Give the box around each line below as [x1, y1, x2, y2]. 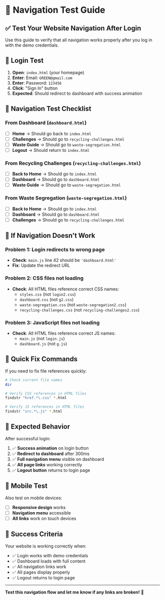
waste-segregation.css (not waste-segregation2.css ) [19, 302, 127, 308]
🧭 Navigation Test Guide [5, 4, 106, 16]
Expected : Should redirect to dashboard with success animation [12, 90, 142, 96]
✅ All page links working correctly [12, 461, 82, 467]
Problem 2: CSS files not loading [5, 275, 84, 282]
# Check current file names [5, 377, 63, 382]
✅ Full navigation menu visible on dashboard [12, 456, 105, 462]
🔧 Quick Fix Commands [5, 355, 78, 363]
